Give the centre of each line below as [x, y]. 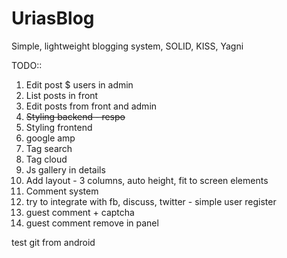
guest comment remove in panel [92, 223]
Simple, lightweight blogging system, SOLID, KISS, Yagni [127, 46]
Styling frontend [59, 127]
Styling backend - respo [75, 116]
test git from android [53, 242]
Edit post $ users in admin [79, 84]
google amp [50, 138]
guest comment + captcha [80, 212]
